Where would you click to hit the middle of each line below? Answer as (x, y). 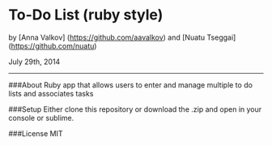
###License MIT (36, 133)
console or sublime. (41, 117)
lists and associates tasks (51, 93)
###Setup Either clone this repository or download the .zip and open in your (135, 109)
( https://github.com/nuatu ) (53, 45)
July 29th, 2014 (34, 62)
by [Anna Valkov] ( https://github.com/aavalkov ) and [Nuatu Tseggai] (122, 37)
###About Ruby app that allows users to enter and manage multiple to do (131, 85)
